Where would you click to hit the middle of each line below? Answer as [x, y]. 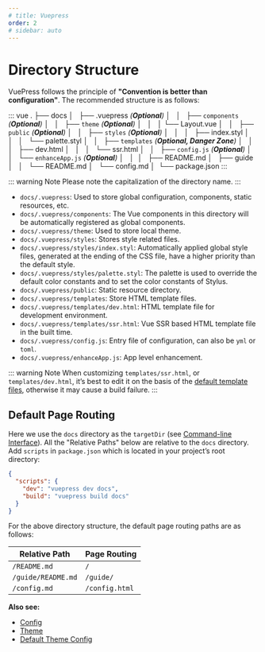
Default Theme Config [56, 639]
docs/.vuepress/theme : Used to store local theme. [100, 231]
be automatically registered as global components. [102, 223]
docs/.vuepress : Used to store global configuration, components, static [136, 197]
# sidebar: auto [35, 30]
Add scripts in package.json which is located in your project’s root [117, 451]
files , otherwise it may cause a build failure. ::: [83, 390]
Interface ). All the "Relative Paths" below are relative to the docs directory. [129, 443]
